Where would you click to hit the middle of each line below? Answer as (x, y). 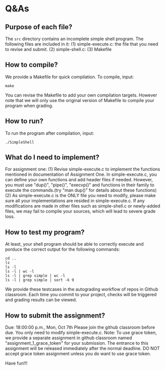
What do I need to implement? (52, 157)
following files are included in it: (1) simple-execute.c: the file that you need (82, 44)
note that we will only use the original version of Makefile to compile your (80, 100)
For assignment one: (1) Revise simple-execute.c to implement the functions (82, 169)
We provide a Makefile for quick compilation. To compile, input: (70, 77)
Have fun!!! (16, 363)
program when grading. (29, 106)
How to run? (24, 121)
